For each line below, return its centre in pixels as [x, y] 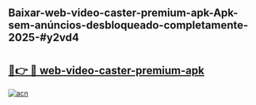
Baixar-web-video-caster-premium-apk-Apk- [123, 13]
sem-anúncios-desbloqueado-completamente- [128, 26]
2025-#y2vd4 [44, 37]
